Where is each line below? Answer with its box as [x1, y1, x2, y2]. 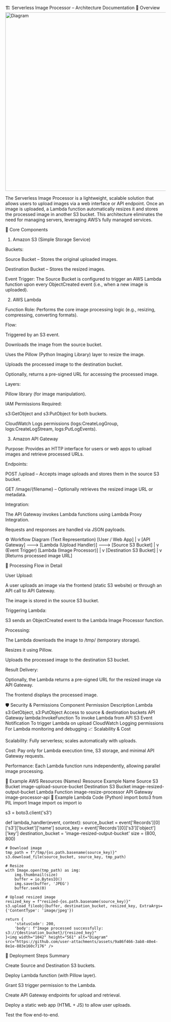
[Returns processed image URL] [5, 553, 73, 558]
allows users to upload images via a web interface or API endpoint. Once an [5, 201, 164, 206]
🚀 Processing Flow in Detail [5, 562, 63, 569]
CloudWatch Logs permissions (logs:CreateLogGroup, [5, 420, 119, 426]
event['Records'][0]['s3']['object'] [84, 825, 156, 831]
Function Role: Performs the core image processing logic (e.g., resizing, [5, 307, 156, 312]
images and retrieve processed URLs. [5, 451, 84, 457]
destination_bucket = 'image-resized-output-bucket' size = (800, [19, 830, 156, 836]
